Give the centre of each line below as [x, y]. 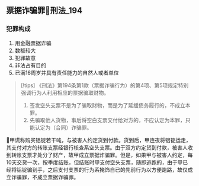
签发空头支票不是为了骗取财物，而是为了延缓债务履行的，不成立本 [110, 105]
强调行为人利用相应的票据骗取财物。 [65, 92]
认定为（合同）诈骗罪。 [63, 127]
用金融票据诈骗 [33, 43]
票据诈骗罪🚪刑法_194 [44, 11]
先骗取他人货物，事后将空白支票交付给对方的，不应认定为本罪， [107, 120]
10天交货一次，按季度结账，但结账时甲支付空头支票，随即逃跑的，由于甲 [94, 162]
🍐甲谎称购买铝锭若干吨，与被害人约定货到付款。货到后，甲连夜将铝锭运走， [99, 140]
